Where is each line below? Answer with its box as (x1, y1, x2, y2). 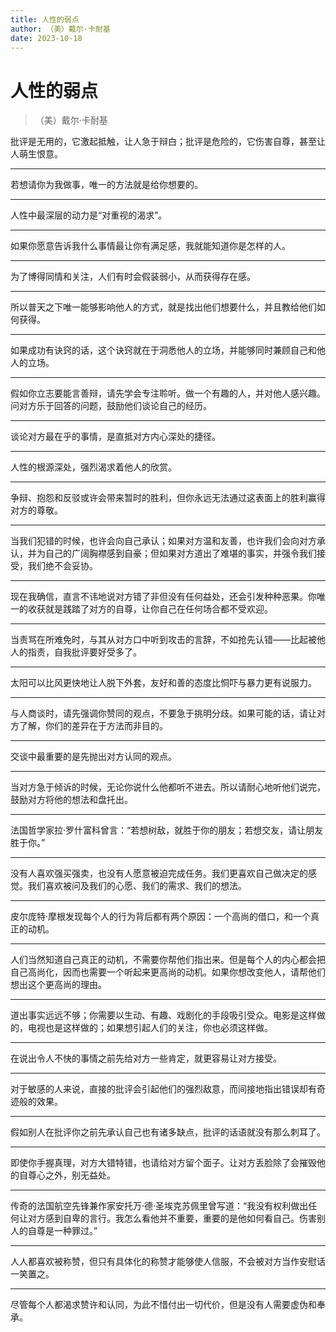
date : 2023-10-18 (10, 33, 83, 43)
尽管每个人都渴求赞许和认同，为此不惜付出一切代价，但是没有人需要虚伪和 (10, 1299, 317, 1311)
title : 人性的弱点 (10, 14, 80, 25)
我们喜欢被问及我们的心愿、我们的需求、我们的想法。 (27, 880, 247, 892)
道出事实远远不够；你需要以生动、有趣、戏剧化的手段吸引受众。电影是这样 (10, 1009, 317, 1021)
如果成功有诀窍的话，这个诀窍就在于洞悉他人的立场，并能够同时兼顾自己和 (10, 344, 317, 356)
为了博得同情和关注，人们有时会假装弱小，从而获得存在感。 (10, 271, 256, 283)
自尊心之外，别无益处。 (18, 1169, 116, 1181)
